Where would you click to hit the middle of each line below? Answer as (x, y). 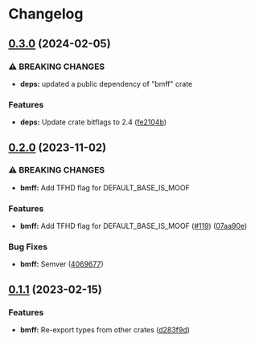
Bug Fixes (28, 247)
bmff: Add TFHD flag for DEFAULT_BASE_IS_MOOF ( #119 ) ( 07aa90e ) (134, 226)
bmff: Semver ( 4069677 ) (62, 264)
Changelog (46, 14)
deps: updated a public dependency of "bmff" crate (106, 83)
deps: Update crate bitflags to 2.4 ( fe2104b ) (93, 122)
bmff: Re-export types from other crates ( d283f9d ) (105, 330)
